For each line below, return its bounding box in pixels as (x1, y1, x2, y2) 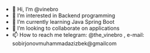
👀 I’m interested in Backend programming (11, 12, 116, 19)
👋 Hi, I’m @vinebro (11, 6, 59, 13)
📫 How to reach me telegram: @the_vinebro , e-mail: (11, 32, 145, 38)
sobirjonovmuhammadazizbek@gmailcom (11, 40, 117, 47)
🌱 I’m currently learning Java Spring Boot (11, 18, 115, 25)
